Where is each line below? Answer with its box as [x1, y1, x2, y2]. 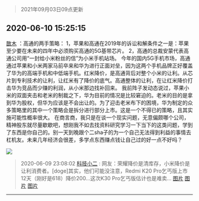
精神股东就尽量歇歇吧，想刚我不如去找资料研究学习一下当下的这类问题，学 [6, 121, 188, 128]
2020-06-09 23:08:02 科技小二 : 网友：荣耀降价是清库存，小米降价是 [20, 159, 191, 167]
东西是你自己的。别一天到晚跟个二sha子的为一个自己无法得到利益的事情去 [11, 129, 191, 136]
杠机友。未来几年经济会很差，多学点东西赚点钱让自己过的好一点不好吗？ [6, 136, 182, 143]
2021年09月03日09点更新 [20, 6, 84, 12]
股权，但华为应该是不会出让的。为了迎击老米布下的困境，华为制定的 [21, 99, 188, 106]
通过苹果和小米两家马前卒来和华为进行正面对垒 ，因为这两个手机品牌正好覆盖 [6, 62, 193, 69]
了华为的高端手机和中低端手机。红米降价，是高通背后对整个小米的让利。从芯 [6, 69, 193, 76]
